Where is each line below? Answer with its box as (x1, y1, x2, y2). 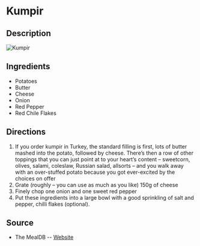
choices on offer (14, 174, 56, 182)
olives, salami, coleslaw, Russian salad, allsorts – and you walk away (14, 162, 184, 169)
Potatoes (14, 77, 37, 85)
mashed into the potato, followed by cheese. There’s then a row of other (14, 149, 194, 156)
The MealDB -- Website (14, 233, 74, 241)
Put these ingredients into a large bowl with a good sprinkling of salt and (14, 194, 194, 201)
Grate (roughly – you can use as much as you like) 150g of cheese (14, 181, 178, 188)
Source (6, 218, 34, 228)
